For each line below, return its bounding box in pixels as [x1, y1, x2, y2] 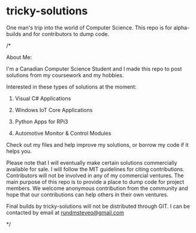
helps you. [6, 147, 32, 155]
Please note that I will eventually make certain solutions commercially [6, 159, 177, 166]
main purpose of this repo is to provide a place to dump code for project [6, 178, 185, 185]
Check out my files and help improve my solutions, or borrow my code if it [6, 141, 189, 148]
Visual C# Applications [14, 95, 71, 102]
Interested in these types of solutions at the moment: [6, 83, 137, 90]
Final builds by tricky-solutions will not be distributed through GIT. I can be [6, 202, 190, 210]
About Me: [6, 53, 32, 60]
